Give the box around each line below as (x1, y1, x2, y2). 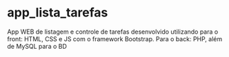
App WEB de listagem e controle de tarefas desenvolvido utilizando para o (7, 27, 219, 36)
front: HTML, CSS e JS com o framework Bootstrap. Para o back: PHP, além (7, 34, 223, 43)
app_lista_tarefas (7, 5, 108, 21)
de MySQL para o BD (7, 42, 68, 50)
